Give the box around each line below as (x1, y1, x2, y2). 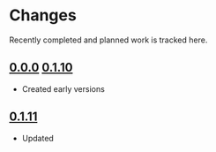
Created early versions (21, 83, 106, 94)
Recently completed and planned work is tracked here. (9, 34, 208, 45)
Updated (21, 133, 55, 143)
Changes (9, 5, 77, 26)
